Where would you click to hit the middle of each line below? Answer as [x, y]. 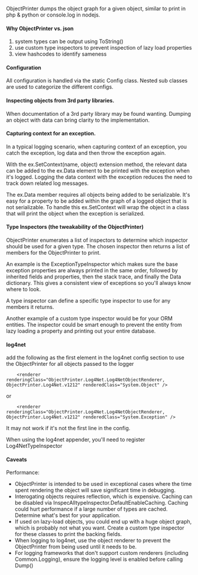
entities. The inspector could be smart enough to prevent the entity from [94, 325]
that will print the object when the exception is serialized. [75, 213]
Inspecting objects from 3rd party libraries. [60, 100]
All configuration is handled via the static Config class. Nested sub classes [97, 81]
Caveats [17, 459]
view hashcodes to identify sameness [61, 54]
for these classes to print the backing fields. [68, 534]
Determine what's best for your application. [67, 515]
